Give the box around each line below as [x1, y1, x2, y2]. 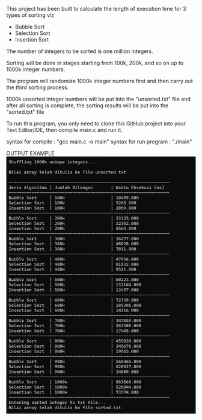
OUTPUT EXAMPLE [6, 150, 55, 157]
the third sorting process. [6, 84, 69, 91]
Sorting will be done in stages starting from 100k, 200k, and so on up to [6, 60, 184, 66]
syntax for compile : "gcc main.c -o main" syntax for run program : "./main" [6, 138, 192, 145]
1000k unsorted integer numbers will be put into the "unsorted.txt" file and [6, 96, 191, 102]
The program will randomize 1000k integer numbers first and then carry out [6, 78, 194, 84]
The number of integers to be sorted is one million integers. [6, 48, 153, 55]
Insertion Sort [14, 36, 49, 43]
